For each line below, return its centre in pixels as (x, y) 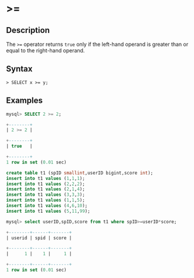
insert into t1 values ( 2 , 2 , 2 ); (45, 184)
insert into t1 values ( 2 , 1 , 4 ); (45, 189)
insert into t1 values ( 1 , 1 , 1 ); (45, 178)
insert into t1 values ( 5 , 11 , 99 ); (48, 211)
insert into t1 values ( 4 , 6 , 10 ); (47, 206)
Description (28, 30)
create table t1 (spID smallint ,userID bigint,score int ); (80, 173)
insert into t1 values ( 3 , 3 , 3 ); (45, 195)
